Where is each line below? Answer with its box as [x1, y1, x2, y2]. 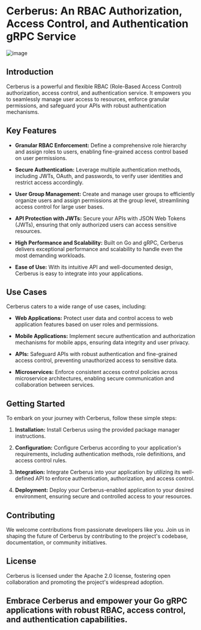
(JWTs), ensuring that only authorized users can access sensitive [14, 221, 177, 228]
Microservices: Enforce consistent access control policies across [14, 369, 178, 376]
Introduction [6, 67, 54, 77]
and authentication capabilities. [6, 614, 128, 625]
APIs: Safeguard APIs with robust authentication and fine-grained [14, 351, 178, 358]
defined [14, 475, 35, 482]
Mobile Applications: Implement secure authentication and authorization [14, 333, 196, 340]
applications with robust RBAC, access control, [6, 605, 186, 616]
